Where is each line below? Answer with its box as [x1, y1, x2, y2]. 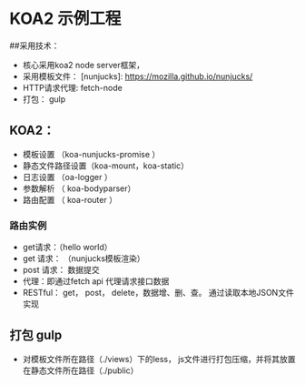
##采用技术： [9, 40, 60, 51]
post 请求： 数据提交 [22, 265, 100, 276]
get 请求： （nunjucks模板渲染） [22, 253, 145, 264]
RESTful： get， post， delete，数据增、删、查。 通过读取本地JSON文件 [22, 288, 295, 299]
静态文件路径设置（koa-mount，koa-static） [22, 160, 189, 171]
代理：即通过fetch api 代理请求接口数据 [22, 276, 170, 287]
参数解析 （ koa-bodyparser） [22, 183, 136, 194]
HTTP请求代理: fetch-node [22, 82, 123, 93]
